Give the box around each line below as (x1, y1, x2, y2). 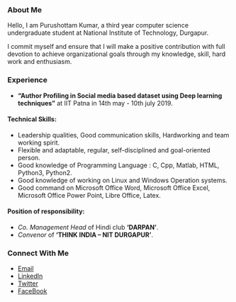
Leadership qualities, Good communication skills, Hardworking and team (17, 130, 230, 139)
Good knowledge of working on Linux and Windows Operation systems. (17, 176, 228, 184)
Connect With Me (7, 248, 69, 258)
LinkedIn (17, 272, 43, 281)
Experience (7, 75, 47, 85)
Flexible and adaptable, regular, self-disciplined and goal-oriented (17, 145, 210, 154)
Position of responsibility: (7, 207, 85, 216)
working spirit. (17, 138, 60, 147)
